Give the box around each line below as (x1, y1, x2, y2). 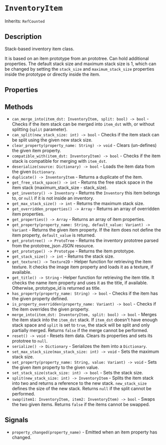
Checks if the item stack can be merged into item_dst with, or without (11, 121, 155, 127)
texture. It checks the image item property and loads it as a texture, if (11, 264, 154, 270)
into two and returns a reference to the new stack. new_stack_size (11, 380, 147, 386)
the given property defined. (11, 295, 68, 302)
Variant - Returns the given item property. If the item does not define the (11, 226, 161, 232)
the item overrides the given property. (11, 306, 90, 312)
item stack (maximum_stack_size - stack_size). (11, 184, 108, 190)
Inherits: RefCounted (4, 18, 45, 24)
